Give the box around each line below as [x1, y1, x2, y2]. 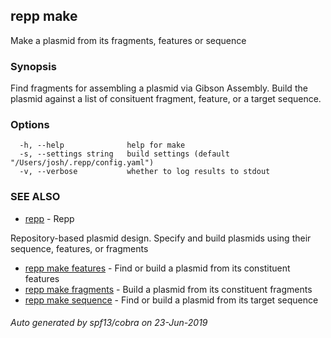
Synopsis [10, 59, 57, 73]
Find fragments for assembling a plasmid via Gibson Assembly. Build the [10, 82, 308, 94]
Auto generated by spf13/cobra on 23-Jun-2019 [10, 317, 208, 329]
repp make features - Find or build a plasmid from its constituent [24, 262, 291, 274]
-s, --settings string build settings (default [19, 149, 230, 159]
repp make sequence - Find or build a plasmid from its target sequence [24, 294, 319, 306]
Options [10, 118, 50, 132]
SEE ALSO [10, 190, 61, 204]
